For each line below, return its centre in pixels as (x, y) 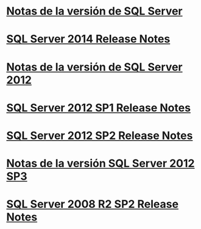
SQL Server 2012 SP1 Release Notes (98, 107)
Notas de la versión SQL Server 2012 (100, 164)
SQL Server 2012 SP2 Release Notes (100, 136)
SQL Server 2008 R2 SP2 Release (92, 204)
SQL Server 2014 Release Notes (88, 39)
